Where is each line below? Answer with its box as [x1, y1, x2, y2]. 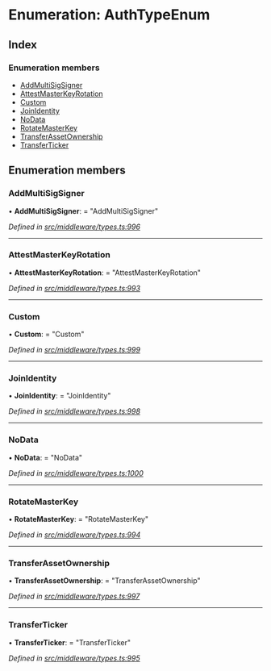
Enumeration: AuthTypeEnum [8, 6, 211, 24]
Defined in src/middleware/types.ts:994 [8, 530, 141, 540]
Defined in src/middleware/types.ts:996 [8, 222, 141, 231]
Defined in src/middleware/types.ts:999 [8, 345, 141, 355]
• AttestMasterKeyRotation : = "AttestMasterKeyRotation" [8, 268, 202, 277]
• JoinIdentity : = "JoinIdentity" [8, 391, 111, 401]
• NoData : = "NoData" [8, 452, 83, 462]
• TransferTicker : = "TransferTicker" [8, 637, 131, 647]
